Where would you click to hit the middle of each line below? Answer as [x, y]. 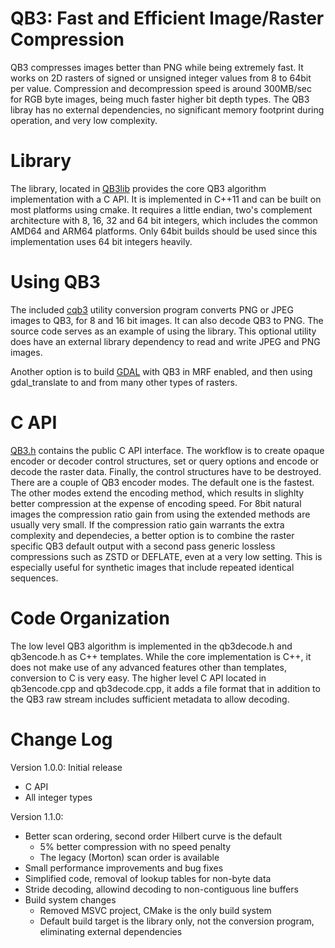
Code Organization [90, 618]
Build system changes [70, 899]
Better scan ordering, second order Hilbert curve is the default [153, 836]
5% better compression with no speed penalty [135, 846]
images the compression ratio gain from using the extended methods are [160, 514]
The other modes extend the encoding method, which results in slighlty [157, 493]
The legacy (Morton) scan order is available [129, 857]
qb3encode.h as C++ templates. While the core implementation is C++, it [161, 656]
